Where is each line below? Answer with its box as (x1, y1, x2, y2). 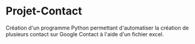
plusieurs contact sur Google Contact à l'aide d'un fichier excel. (5, 30, 164, 37)
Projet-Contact (5, 4, 82, 18)
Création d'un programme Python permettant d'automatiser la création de (5, 24, 189, 31)
